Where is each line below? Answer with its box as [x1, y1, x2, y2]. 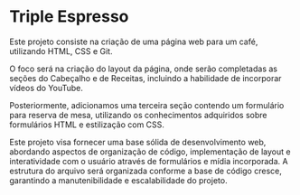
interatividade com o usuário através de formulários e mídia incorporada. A [9, 155, 288, 166]
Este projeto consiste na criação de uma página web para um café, [9, 36, 258, 47]
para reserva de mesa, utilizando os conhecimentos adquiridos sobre [9, 109, 267, 120]
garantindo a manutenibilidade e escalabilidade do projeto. [9, 174, 228, 186]
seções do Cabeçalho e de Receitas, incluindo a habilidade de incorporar [9, 72, 282, 83]
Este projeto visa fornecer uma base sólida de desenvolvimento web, [9, 136, 267, 147]
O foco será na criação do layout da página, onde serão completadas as [9, 63, 278, 74]
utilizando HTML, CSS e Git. [9, 45, 113, 56]
